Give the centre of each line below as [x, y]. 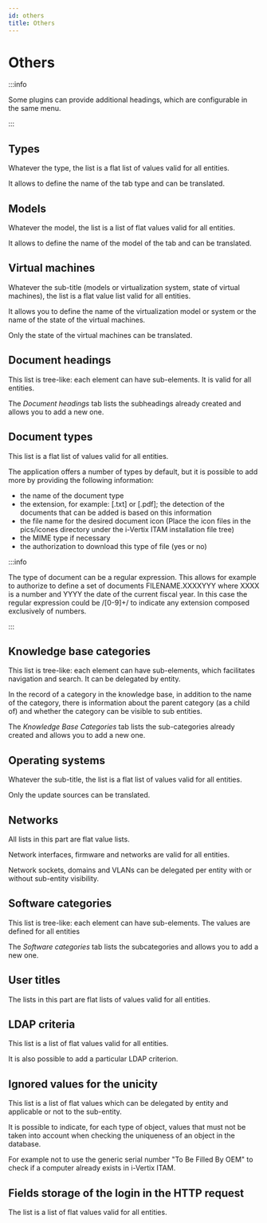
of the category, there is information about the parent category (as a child [129, 703]
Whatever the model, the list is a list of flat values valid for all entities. [122, 228]
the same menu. [35, 108]
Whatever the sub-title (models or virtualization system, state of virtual [124, 287]
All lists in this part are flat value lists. [69, 839]
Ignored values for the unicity [83, 1084]
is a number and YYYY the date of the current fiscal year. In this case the [128, 594]
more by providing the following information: [81, 480]
